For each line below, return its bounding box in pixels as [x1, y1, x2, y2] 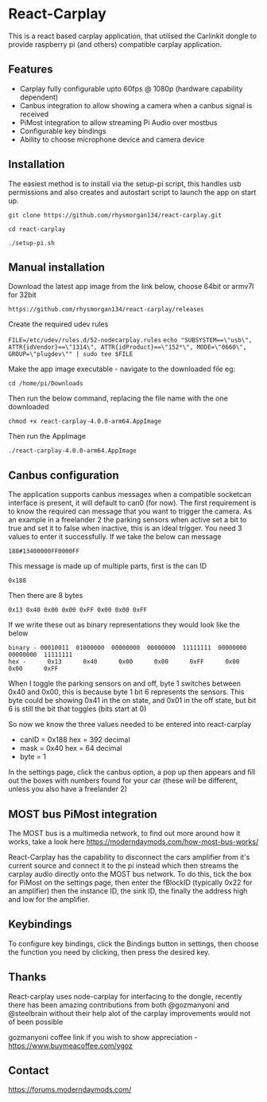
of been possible [8, 1017, 64, 1026]
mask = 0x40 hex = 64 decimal [19, 744, 122, 753]
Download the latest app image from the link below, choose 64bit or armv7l [8, 282, 254, 291]
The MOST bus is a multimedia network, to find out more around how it [8, 829, 241, 838]
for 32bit [8, 290, 37, 299]
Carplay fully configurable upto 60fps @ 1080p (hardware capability [19, 84, 243, 93]
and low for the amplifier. [8, 895, 90, 904]
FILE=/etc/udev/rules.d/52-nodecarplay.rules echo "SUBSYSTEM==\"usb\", [8, 336, 253, 345]
